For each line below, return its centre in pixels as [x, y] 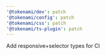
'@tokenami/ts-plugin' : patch [45, 29]
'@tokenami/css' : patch [36, 23]
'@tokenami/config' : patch [40, 18]
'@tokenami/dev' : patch [36, 12]
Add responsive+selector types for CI [53, 46]
